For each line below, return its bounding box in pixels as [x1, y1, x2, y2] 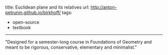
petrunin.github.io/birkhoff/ [5, 9, 61, 15]
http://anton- [90, 4, 117, 10]
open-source [12, 19, 39, 25]
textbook [12, 24, 31, 30]
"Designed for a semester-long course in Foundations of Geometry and [5, 39, 152, 44]
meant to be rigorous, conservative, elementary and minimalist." [5, 44, 137, 50]
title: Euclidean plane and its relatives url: [5, 4, 90, 10]
